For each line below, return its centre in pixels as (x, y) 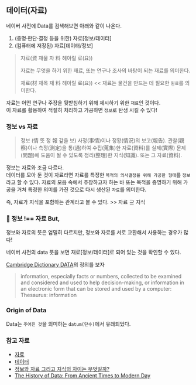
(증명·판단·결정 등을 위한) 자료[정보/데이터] (63, 38)
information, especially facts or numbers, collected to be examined (101, 277)
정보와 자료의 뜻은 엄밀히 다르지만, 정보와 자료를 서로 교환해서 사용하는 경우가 (94, 233)
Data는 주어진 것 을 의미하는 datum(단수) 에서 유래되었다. (68, 323)
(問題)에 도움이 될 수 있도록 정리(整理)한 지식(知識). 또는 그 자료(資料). (101, 155)
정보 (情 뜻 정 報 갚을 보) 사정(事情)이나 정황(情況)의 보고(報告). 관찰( (100, 141)
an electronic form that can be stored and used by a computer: (96, 289)
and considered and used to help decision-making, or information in (102, 282)
